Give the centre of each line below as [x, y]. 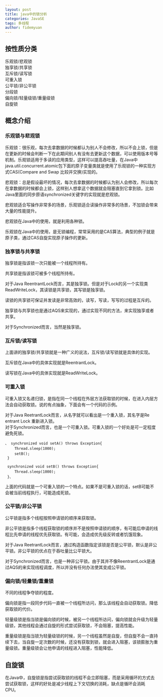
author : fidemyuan [24, 28]
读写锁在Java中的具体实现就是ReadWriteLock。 [53, 373]
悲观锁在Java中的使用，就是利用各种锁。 [46, 221]
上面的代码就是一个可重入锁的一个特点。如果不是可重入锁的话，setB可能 [78, 486]
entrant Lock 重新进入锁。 [31, 421]
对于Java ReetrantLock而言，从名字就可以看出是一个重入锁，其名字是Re [77, 415]
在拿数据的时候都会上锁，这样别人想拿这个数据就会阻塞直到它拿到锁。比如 [79, 188]
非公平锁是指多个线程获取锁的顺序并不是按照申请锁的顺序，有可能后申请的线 [81, 528]
